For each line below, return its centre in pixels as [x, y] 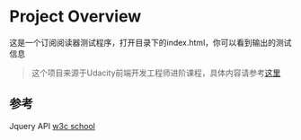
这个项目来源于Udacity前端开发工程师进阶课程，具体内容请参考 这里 [156, 73]
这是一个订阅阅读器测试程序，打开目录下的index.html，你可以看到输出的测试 [150, 42]
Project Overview [75, 17]
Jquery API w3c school [53, 126]
